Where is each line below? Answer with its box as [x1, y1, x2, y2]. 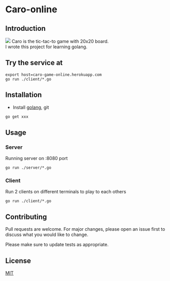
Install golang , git [12, 104, 50, 110]
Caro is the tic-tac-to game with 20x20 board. [11, 38, 109, 44]
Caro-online [5, 4, 57, 15]
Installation [5, 91, 42, 99]
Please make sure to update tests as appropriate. [5, 242, 109, 248]
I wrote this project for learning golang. [5, 44, 88, 50]
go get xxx [5, 114, 29, 119]
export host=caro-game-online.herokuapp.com [5, 72, 102, 77]
